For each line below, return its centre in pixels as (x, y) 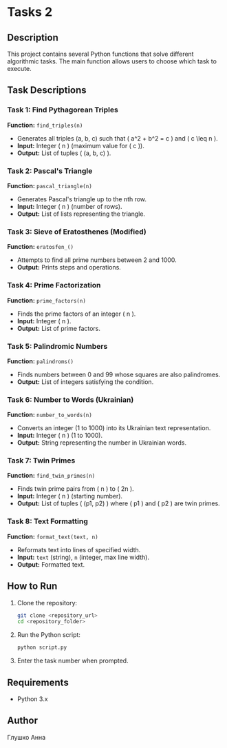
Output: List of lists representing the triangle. (81, 214)
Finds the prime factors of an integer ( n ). (76, 314)
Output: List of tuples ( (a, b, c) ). (64, 153)
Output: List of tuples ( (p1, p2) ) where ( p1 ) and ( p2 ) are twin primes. (118, 503)
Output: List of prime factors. (59, 328)
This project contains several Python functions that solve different (100, 54)
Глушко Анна (26, 737)
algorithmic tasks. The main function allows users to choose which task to (112, 61)
